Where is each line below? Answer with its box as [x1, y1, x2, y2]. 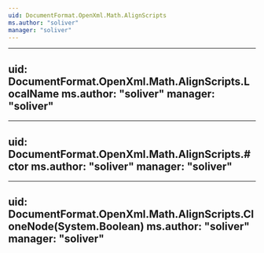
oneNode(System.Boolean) [8, 220, 145, 233]
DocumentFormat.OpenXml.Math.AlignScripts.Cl [8, 207, 255, 221]
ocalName [8, 87, 60, 101]
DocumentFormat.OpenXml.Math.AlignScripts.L [8, 75, 250, 88]
